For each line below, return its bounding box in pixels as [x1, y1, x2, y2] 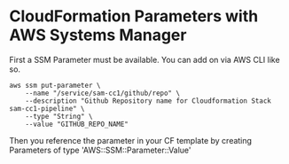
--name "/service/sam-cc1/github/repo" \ [25, 89, 180, 98]
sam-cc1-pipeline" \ [9, 104, 86, 113]
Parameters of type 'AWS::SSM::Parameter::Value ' [9, 144, 192, 155]
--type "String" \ [25, 112, 93, 121]
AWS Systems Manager [9, 25, 187, 45]
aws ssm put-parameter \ [9, 81, 101, 90]
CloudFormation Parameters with [9, 6, 259, 27]
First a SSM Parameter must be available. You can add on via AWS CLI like [9, 54, 281, 65]
